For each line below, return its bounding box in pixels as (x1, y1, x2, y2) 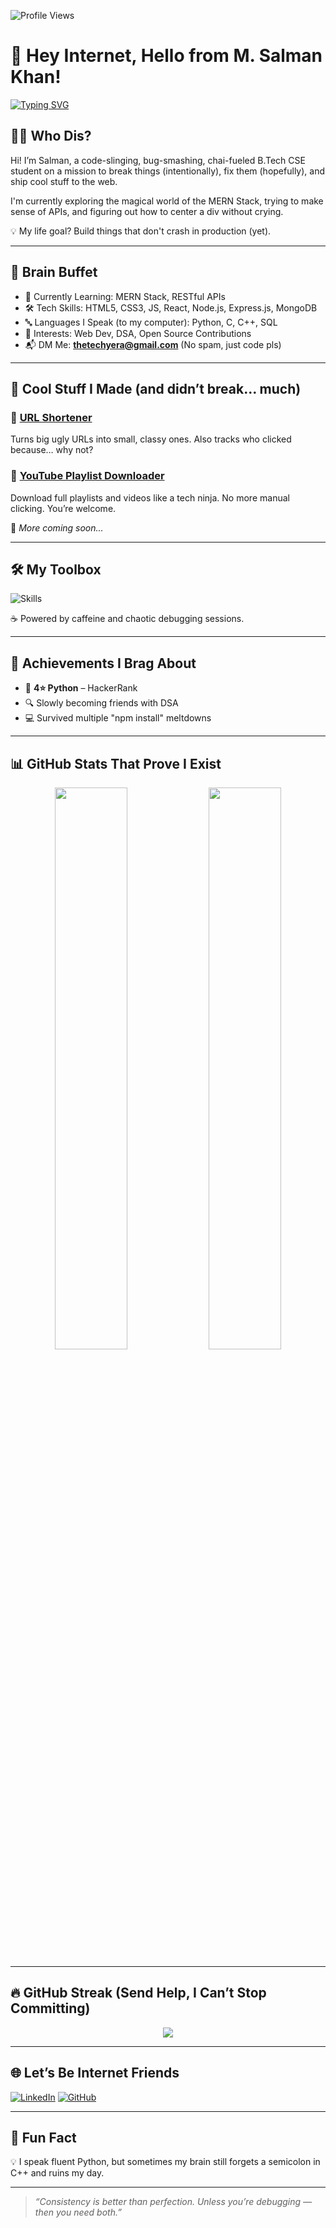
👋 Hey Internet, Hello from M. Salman (10, 45, 323, 67)
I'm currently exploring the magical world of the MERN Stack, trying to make (10, 195, 324, 207)
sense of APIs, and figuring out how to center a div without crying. (10, 205, 284, 217)
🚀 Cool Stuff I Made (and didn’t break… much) (10, 380, 302, 397)
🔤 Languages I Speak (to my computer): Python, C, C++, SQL (24, 316, 278, 328)
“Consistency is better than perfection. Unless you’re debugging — (34, 2196, 313, 2208)
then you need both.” (34, 2206, 122, 2219)
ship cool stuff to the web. (10, 175, 118, 187)
